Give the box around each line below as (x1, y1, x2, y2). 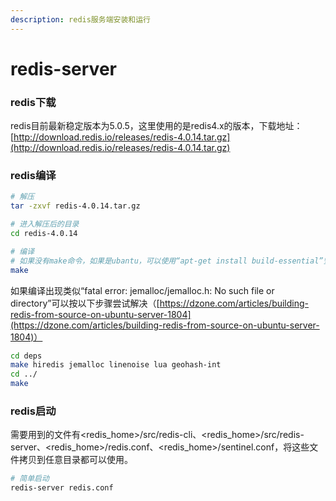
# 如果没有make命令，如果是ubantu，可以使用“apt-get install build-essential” (10, 256, 324, 266)
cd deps (10, 351, 43, 361)
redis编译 (10, 169, 57, 183)
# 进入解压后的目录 (10, 219, 80, 230)
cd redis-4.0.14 (10, 229, 78, 239)
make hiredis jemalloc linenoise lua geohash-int (10, 360, 222, 370)
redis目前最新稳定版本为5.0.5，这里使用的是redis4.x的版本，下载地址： (10, 120, 303, 132)
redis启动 (10, 404, 57, 418)
